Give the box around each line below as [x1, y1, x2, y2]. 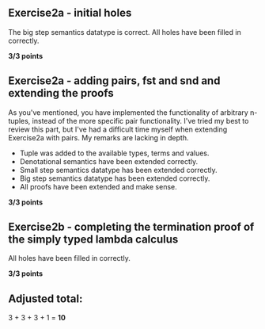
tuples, [8, 116, 31, 125]
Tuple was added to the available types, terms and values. [19, 148, 210, 158]
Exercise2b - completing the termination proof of [8, 220, 255, 234]
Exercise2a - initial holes [8, 6, 132, 20]
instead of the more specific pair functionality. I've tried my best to [32, 116, 249, 125]
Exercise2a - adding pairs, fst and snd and [8, 75, 221, 88]
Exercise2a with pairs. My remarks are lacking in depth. [8, 132, 189, 142]
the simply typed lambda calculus [8, 233, 179, 247]
